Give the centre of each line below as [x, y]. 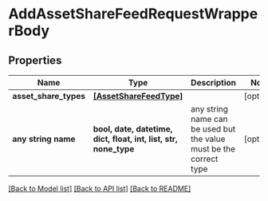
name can [209, 119]
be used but [213, 129]
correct [205, 159]
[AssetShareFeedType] [138, 96]
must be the [213, 149]
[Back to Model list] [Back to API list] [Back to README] [100, 189]
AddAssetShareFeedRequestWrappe [133, 14]
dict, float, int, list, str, [135, 139]
